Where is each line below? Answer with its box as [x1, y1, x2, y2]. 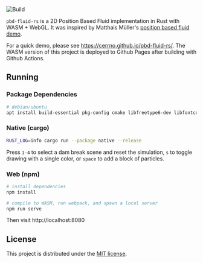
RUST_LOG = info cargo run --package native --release [6, 138, 142, 144]
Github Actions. [6, 55, 45, 62]
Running [6, 72, 39, 83]
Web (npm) [6, 170, 40, 178]
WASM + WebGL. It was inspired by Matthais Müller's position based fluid [6, 24, 190, 31]
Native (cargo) [6, 124, 50, 132]
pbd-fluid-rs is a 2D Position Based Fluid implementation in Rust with [6, 17, 180, 24]
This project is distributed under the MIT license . [6, 250, 127, 258]
